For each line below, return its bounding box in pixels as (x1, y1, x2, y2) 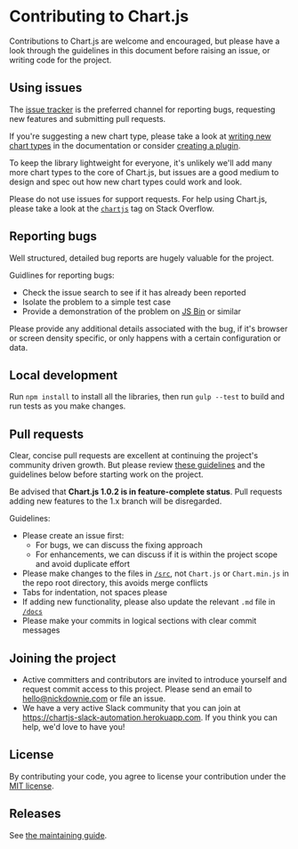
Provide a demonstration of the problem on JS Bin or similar (21, 305, 242, 317)
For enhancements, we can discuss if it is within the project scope (35, 549, 278, 560)
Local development (9, 368, 118, 383)
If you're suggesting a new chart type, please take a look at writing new (9, 131, 271, 141)
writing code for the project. (9, 54, 112, 65)
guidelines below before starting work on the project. (9, 469, 204, 480)
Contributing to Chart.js (9, 6, 189, 27)
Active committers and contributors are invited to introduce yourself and (21, 675, 287, 684)
